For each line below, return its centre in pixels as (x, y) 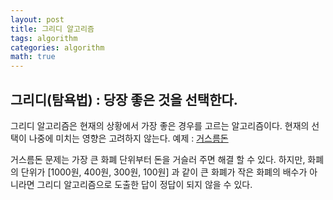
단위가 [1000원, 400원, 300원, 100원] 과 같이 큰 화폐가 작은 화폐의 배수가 (164, 172)
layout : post (37, 19)
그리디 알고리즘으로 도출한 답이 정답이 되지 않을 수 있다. (144, 184)
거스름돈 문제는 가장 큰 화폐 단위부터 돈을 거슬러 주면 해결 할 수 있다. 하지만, (158, 159)
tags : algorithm (44, 38)
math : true (33, 57)
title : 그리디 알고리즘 (52, 29)
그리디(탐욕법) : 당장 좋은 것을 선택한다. (124, 99)
